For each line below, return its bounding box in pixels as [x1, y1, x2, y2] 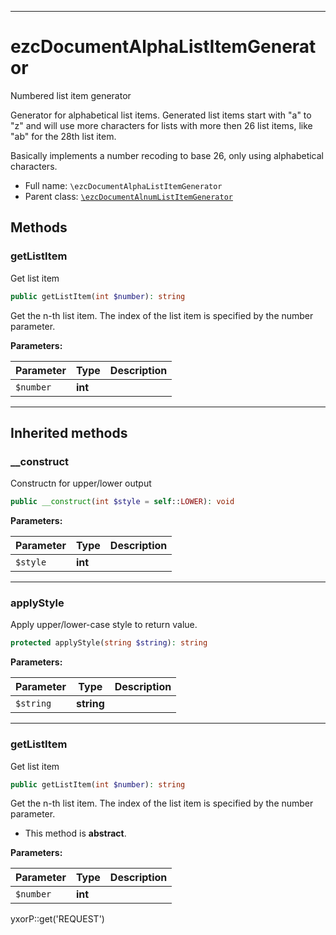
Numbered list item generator [10, 89, 132, 101]
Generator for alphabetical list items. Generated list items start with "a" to [10, 109, 312, 121]
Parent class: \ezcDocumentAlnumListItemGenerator [24, 190, 233, 202]
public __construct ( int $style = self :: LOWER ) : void [10, 497, 235, 507]
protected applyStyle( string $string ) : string [10, 638, 208, 648]
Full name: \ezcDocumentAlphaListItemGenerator [24, 179, 223, 191]
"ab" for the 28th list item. [10, 130, 117, 142]
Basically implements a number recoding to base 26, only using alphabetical [10, 149, 324, 161]
